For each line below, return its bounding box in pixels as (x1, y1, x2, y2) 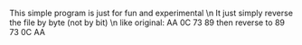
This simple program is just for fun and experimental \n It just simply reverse (9, 8, 294, 18)
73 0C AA (9, 27, 45, 37)
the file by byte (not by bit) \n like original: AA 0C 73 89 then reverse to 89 (9, 17, 285, 28)
